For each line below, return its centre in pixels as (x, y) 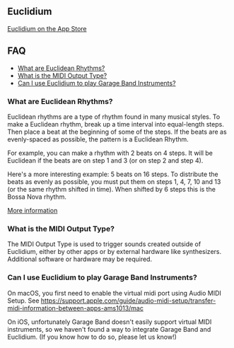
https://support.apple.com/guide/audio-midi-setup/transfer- (128, 301)
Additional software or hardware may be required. (80, 259)
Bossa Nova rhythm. (37, 197)
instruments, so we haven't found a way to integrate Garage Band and (109, 329)
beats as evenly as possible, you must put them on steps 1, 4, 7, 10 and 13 (114, 181)
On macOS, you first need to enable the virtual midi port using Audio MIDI (114, 293)
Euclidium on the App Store (47, 28)
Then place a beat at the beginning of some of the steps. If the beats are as (117, 132)
